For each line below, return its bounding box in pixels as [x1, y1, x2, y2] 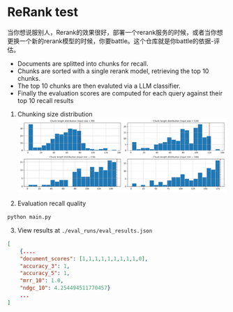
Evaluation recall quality [17, 199, 87, 208]
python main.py [7, 214, 52, 221]
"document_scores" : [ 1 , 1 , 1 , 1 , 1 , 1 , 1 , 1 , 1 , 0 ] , [20, 255, 149, 262]
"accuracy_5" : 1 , [20, 270, 70, 277]
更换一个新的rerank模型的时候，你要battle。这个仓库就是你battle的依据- [7, 36, 214, 45]
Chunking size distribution [17, 109, 93, 118]
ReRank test [7, 4, 79, 20]
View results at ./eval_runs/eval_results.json [17, 226, 153, 234]
